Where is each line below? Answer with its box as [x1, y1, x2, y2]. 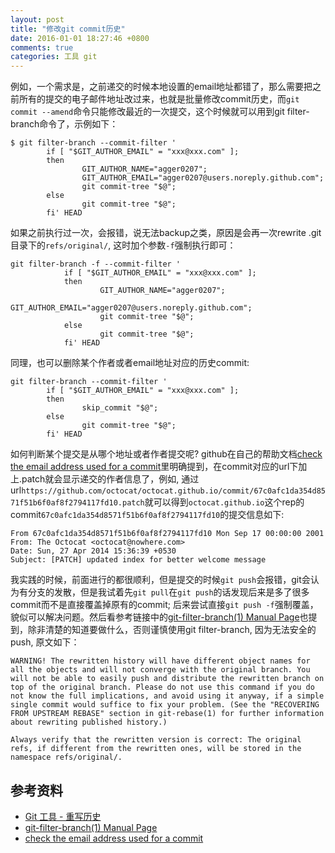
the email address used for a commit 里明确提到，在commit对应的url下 [10, 461, 299, 473]
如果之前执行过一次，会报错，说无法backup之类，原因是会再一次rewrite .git [10, 227, 322, 239]
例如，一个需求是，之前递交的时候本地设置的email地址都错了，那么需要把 [10, 81, 313, 93]
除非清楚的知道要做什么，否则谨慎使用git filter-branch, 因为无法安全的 [27, 624, 317, 636]
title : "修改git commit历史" [10, 24, 126, 34]
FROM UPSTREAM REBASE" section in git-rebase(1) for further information [10, 709, 325, 719]
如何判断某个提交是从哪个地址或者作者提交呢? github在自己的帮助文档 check [10, 448, 323, 460]
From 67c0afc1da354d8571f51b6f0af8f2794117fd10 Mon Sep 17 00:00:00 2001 [10, 529, 325, 539]
